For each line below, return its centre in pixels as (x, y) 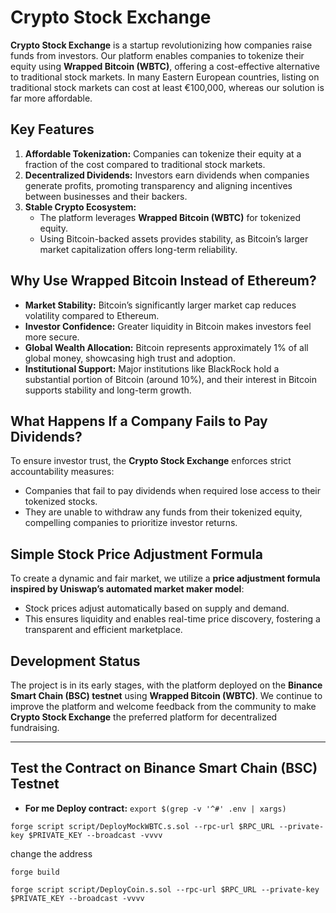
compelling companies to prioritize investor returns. (131, 523)
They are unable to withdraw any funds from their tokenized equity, (163, 512)
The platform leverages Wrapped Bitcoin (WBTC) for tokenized (170, 217)
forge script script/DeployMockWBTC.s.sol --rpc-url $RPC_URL (142, 826)
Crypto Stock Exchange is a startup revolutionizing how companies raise (161, 45)
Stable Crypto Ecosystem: (80, 207)
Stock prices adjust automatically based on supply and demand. (157, 608)
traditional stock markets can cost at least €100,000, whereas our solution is (167, 87)
